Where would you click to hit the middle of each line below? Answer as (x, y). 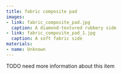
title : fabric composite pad (42, 11)
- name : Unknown (26, 50)
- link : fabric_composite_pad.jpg (48, 22)
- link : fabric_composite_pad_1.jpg (51, 33)
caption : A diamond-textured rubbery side (64, 28)
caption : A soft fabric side (47, 38)
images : (16, 17)
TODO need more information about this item (60, 66)
